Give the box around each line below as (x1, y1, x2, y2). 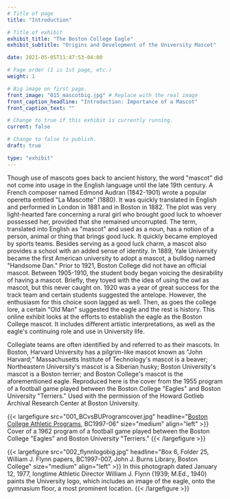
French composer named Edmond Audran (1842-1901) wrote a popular (7, 188, 207, 196)
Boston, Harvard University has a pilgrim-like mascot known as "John (7, 348, 203, 356)
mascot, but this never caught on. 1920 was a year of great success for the (7, 283, 220, 291)
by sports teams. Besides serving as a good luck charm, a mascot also (7, 239, 207, 248)
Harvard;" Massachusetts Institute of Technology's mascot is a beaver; (7, 355, 208, 363)
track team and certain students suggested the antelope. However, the (7, 290, 207, 299)
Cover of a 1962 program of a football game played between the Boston (7, 427, 210, 435)
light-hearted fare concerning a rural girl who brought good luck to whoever (7, 210, 222, 218)
